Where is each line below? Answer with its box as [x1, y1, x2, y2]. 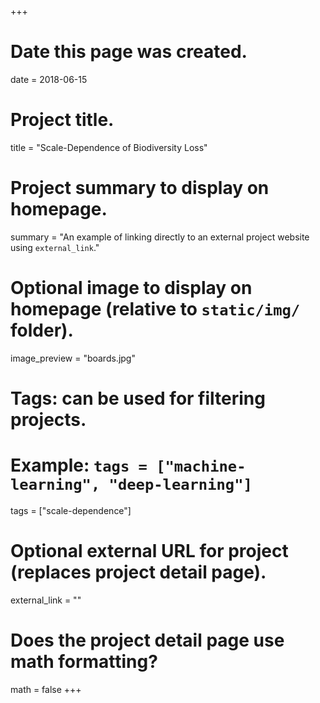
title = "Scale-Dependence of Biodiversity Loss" [10, 141, 208, 153]
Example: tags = [10, 454, 148, 477]
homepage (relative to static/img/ [10, 298, 301, 320]
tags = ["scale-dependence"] [10, 504, 132, 516]
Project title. [10, 109, 115, 131]
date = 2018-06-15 [10, 73, 88, 85]
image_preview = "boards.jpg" [10, 352, 136, 364]
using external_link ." [10, 241, 100, 253]
